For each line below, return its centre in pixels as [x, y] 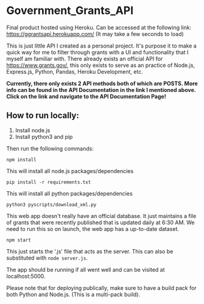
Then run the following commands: [50, 148]
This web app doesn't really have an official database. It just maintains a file [101, 216]
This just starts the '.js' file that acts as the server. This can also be [90, 251]
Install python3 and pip [44, 136]
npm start [19, 240]
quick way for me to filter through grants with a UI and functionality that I [97, 52]
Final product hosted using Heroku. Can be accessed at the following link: [99, 27]
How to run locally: [43, 115]
